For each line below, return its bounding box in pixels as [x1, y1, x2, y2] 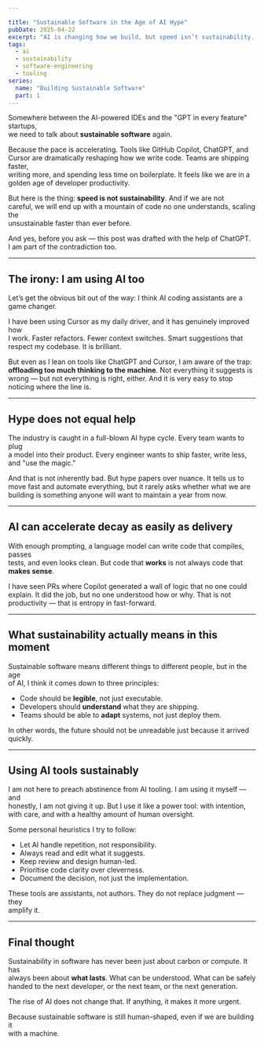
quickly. [8, 733, 34, 743]
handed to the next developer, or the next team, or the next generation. [8, 982, 238, 991]
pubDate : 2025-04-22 [8, 25, 76, 34]
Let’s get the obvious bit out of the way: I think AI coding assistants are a [8, 293, 244, 303]
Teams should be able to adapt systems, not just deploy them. [19, 710, 222, 719]
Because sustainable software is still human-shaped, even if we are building [8, 1012, 255, 1022]
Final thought [8, 936, 75, 949]
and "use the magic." [8, 458, 76, 468]
